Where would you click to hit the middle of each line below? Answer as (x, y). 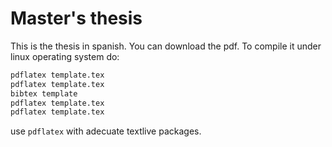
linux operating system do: (65, 56)
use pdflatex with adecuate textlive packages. (106, 131)
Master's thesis (76, 18)
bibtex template (44, 93)
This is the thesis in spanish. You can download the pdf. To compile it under (166, 46)
